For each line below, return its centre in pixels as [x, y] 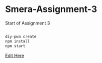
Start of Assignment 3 [28, 23]
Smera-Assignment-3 [51, 9]
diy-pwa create [21, 36]
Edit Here [15, 55]
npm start [15, 46]
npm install [17, 41]
